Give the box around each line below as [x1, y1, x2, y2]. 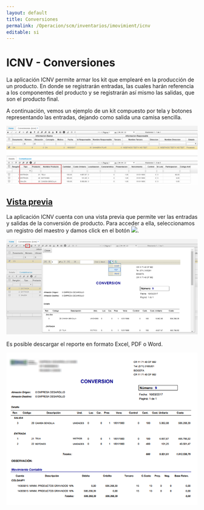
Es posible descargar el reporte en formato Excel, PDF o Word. [6, 340, 163, 348]
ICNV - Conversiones [6, 56, 115, 70]
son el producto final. [6, 95, 59, 103]
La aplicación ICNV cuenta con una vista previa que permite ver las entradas [6, 213, 198, 220]
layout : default [6, 10, 47, 16]
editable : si [6, 29, 39, 35]
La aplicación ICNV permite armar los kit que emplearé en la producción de [6, 76, 194, 83]
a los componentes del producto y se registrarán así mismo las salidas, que [6, 89, 195, 97]
